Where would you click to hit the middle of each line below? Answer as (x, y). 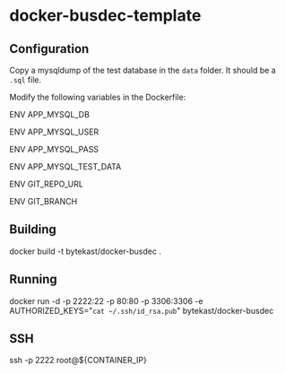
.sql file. (26, 80)
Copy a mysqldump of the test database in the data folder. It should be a (142, 70)
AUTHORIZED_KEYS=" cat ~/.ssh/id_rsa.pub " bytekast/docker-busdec (142, 310)
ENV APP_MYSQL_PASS (54, 149)
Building (33, 230)
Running (34, 279)
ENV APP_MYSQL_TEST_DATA (65, 166)
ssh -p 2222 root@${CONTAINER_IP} (78, 361)
